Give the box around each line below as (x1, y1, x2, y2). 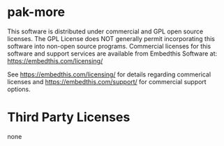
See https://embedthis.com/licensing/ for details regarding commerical (7, 70, 211, 79)
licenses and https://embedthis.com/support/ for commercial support (7, 77, 207, 86)
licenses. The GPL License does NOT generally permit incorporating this (7, 34, 215, 42)
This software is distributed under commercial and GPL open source (7, 27, 204, 35)
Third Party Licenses (7, 109, 130, 125)
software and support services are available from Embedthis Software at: (7, 49, 218, 58)
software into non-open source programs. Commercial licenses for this (7, 42, 211, 50)
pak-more (7, 4, 66, 20)
